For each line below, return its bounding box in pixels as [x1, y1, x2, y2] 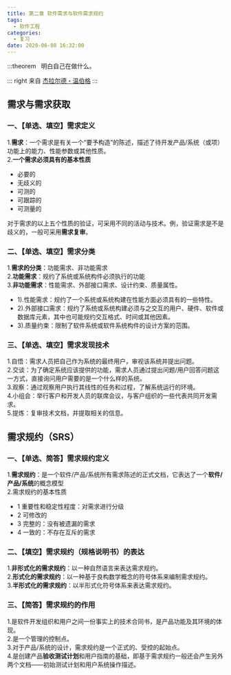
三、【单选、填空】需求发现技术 [7, 340, 110, 350]
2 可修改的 [16, 511, 47, 519]
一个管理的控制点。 [18, 634, 74, 643]
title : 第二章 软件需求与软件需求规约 [7, 10, 104, 17]
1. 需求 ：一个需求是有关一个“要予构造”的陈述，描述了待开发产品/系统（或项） [7, 138, 224, 146]
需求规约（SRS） [7, 431, 80, 443]
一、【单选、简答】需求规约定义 [7, 453, 110, 463]
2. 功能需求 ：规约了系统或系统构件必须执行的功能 [7, 272, 146, 280]
